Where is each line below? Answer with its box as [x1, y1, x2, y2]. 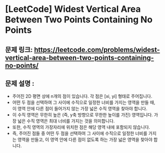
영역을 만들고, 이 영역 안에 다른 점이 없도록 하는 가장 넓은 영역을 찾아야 [17, 137, 153, 143]
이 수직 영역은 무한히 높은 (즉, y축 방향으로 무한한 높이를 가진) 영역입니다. [12, 112, 153, 118]
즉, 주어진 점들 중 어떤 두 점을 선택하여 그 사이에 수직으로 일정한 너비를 [12, 130, 148, 137]
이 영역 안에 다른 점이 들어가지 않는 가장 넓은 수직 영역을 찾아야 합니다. [12, 105, 148, 112]
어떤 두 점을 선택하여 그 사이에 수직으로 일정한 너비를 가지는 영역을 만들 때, [12, 100, 156, 105]
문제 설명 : [5, 79, 34, 88]
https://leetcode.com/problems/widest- [34, 46, 160, 54]
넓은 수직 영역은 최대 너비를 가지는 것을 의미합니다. [17, 118, 115, 124]
